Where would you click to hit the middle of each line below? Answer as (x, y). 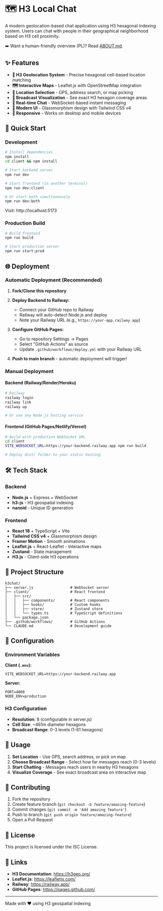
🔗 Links (16, 862)
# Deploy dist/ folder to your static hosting (53, 455)
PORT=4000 (15, 692)
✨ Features (22, 63)
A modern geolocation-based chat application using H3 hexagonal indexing (81, 26)
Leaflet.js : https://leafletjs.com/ (44, 879)
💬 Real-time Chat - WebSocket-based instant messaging (69, 103)
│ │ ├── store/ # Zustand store (54, 609)
